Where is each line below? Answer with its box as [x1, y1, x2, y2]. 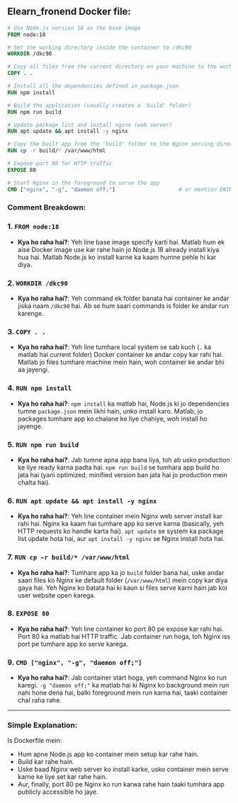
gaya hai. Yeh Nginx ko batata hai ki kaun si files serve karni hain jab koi [17, 583, 228, 592]
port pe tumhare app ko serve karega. [17, 639, 129, 648]
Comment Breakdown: [7, 203, 86, 212]
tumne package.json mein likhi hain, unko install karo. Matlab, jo [17, 406, 203, 415]
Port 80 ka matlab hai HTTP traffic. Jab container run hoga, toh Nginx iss [17, 632, 231, 640]
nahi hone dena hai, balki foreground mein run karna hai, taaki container [17, 688, 228, 697]
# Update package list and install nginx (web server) [7, 121, 173, 128]
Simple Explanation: [7, 720, 78, 730]
